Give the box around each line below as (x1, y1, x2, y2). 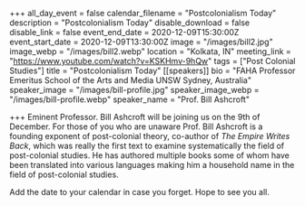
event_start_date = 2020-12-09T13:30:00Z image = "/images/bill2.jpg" (9, 36, 274, 47)
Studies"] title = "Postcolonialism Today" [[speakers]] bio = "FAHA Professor (9, 65, 296, 76)
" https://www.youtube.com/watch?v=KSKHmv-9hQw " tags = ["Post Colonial (9, 56, 296, 66)
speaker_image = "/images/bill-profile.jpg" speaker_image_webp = (9, 85, 260, 95)
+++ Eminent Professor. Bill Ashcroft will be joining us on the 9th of (9, 112, 261, 122)
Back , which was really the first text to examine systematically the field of (9, 140, 285, 151)
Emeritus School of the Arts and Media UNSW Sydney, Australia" (9, 75, 252, 85)
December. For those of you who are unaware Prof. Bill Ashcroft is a (9, 121, 263, 132)
